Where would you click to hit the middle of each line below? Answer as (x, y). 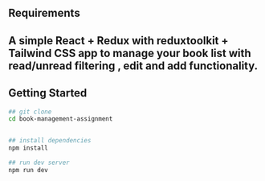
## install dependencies (50, 141)
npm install (28, 148)
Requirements (44, 13)
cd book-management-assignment (61, 119)
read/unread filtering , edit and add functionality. (133, 66)
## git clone (30, 112)
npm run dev (28, 170)
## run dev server (39, 163)
